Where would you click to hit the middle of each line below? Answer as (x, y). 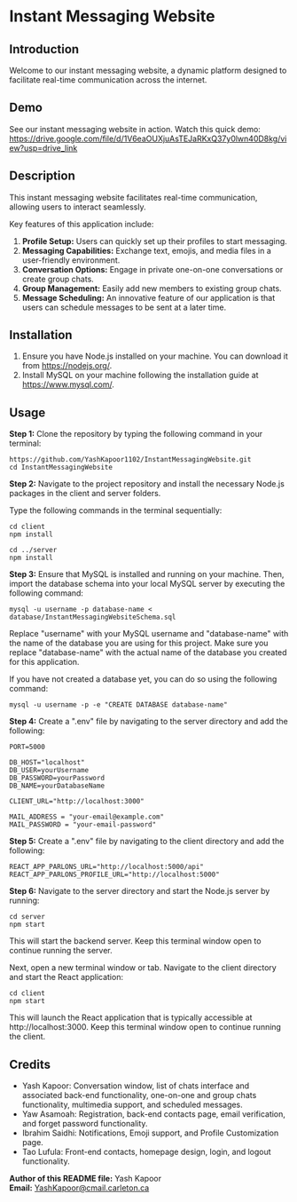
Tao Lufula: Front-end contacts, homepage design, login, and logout (147, 1152)
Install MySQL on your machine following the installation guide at (140, 376)
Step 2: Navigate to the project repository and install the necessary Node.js (147, 484)
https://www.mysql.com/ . (68, 384)
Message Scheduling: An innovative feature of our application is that (148, 297)
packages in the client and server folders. (85, 494)
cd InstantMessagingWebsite (61, 468)
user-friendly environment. (71, 260)
